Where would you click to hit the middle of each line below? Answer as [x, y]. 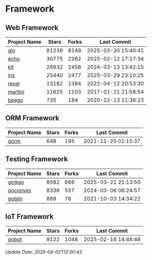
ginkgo [16, 182]
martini [16, 92]
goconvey [20, 190]
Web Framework [32, 28]
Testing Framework [37, 159]
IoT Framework [29, 217]
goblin [15, 198]
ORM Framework [32, 118]
